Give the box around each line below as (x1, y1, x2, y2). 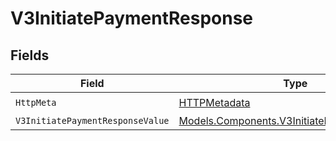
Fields (10, 47, 50, 64)
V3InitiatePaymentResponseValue (15, 115, 170, 126)
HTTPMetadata (178, 95, 251, 109)
